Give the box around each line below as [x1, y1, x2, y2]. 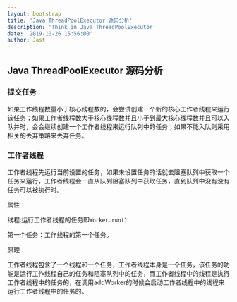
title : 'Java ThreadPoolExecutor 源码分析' [7, 17, 133, 24]
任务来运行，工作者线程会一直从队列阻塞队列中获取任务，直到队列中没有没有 [7, 177, 230, 186]
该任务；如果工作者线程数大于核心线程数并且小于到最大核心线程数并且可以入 [7, 114, 230, 122]
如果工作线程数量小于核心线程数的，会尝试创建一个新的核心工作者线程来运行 [7, 104, 230, 113]
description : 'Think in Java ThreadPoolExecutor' [7, 23, 157, 30]
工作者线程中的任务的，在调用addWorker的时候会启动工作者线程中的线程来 [7, 278, 225, 286]
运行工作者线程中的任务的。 [7, 287, 88, 296]
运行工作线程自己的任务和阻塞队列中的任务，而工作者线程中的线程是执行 [19, 270, 230, 278]
